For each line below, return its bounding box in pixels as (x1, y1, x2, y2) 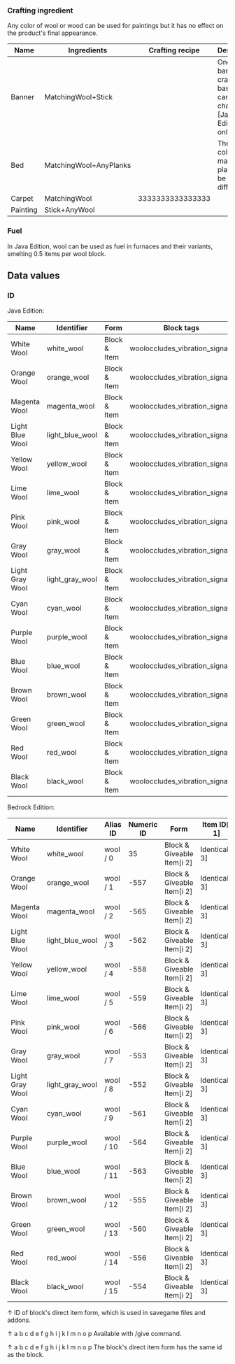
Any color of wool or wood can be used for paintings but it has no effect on (7, 22, 224, 30)
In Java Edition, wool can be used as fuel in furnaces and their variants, (7, 242, 213, 250)
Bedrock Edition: (7, 803, 55, 811)
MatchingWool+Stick (44, 92, 113, 102)
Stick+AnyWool (44, 205, 95, 215)
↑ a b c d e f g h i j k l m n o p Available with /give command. (7, 1330, 182, 1338)
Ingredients (68, 45, 108, 55)
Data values (7, 269, 60, 281)
